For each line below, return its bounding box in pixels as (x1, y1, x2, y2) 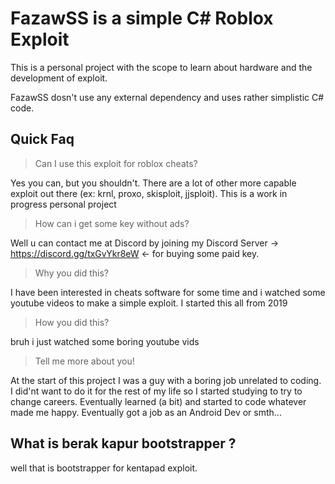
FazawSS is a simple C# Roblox (10, 7, 274, 30)
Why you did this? (34, 267, 109, 279)
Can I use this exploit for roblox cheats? (34, 157, 198, 169)
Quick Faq (10, 131, 75, 148)
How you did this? (34, 316, 110, 328)
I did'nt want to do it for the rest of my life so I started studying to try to (10, 385, 303, 397)
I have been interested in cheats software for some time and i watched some (10, 286, 326, 298)
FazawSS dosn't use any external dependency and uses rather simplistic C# (10, 91, 325, 103)
